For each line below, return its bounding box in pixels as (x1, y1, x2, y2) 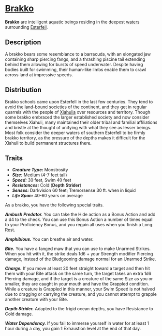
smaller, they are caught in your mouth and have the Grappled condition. (5, 281, 149, 287)
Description (5, 38, 41, 47)
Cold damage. (5, 311, 33, 317)
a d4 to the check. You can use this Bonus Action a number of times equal (5, 217, 153, 222)
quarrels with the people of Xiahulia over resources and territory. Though (5, 109, 151, 115)
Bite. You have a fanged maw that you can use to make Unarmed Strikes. (5, 246, 151, 252)
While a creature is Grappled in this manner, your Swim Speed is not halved (5, 286, 155, 292)
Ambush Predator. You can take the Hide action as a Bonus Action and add (5, 212, 156, 218)
